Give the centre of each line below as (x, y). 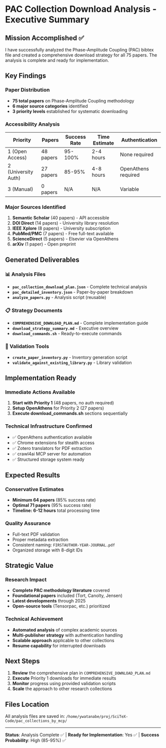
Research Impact (26, 579)
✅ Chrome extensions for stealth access (53, 443)
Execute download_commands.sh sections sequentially (70, 413)
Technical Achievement (34, 619)
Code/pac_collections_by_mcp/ (36, 721)
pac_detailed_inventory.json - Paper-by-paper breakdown (73, 292)
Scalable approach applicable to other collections (63, 640)
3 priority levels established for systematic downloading (70, 111)
